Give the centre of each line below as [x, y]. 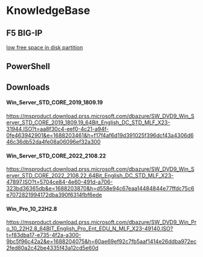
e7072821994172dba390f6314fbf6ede [54, 195]
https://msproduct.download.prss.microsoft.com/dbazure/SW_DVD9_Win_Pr [101, 222]
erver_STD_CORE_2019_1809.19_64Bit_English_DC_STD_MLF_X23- [88, 122]
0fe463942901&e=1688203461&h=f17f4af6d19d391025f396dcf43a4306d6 [100, 135]
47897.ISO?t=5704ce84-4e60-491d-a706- [60, 182]
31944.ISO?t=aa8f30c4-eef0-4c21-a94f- [57, 128]
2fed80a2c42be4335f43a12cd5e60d [52, 248]
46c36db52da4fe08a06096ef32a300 [53, 142]
